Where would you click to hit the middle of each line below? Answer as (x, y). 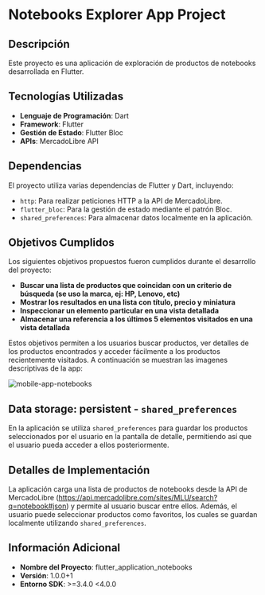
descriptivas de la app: (46, 368)
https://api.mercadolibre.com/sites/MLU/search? (138, 498)
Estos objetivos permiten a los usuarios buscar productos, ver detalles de (129, 343)
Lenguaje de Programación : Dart (74, 115)
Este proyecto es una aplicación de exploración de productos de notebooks (132, 63)
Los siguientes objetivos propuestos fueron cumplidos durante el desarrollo (132, 262)
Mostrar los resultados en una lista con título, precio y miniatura (128, 302)
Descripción (39, 44)
